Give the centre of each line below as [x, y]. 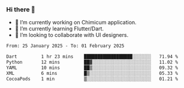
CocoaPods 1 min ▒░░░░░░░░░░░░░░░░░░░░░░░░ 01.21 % [92, 79]
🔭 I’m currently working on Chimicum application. [76, 23]
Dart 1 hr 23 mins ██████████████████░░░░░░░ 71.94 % [92, 57]
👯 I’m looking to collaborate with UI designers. [72, 35]
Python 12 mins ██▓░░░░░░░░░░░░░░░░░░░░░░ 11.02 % [92, 62]
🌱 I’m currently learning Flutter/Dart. [59, 29]
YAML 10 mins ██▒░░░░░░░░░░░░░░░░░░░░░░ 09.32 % [92, 68]
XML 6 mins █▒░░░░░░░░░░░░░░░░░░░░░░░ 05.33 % [92, 73]
